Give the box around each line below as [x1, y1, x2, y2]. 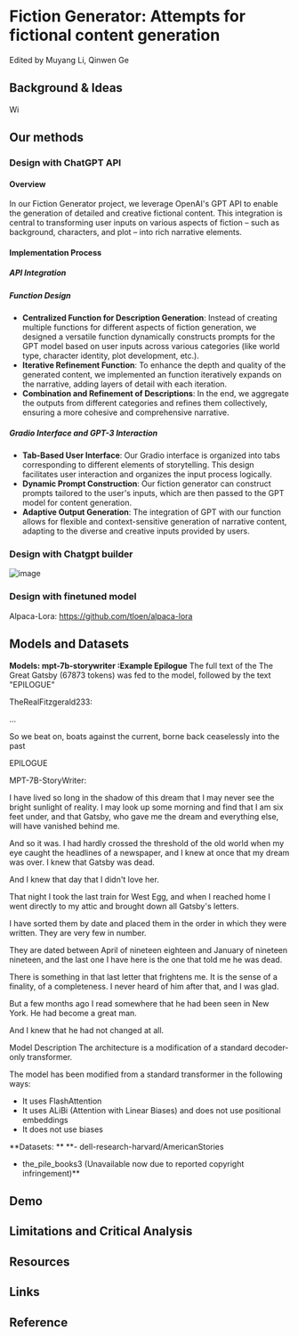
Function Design [9, 289, 71, 300]
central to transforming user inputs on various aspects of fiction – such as [9, 217, 280, 228]
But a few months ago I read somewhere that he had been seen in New [9, 998, 270, 1008]
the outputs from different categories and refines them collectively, [21, 398, 269, 409]
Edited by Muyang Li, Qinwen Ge [9, 54, 129, 65]
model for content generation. [21, 497, 132, 509]
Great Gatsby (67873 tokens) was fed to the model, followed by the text [9, 670, 271, 680]
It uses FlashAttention [21, 1096, 102, 1106]
